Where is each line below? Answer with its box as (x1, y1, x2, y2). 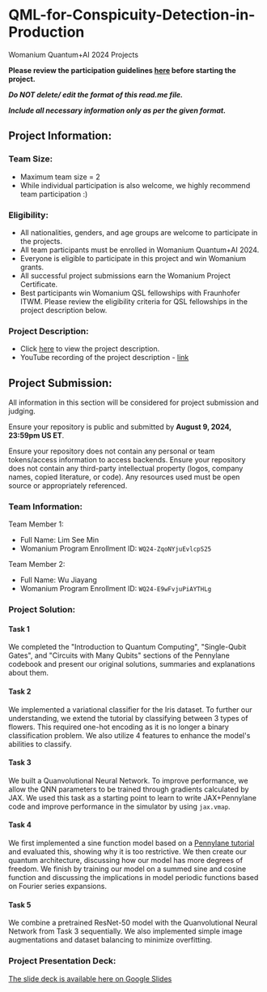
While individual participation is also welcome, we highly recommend (19, 180, 251, 190)
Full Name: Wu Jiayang (19, 575, 97, 585)
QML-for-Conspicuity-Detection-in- (8, 6, 256, 24)
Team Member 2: (8, 560, 66, 569)
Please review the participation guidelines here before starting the (8, 65, 236, 75)
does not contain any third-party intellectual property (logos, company (8, 464, 244, 474)
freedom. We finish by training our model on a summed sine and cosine (8, 864, 247, 874)
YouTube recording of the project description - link (19, 353, 189, 363)
